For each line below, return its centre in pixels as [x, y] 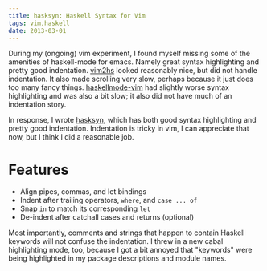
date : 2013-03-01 [37, 30]
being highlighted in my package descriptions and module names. [117, 258]
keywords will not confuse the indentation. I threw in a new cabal [116, 241]
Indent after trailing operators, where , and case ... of [109, 200]
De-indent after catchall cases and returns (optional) [107, 217]
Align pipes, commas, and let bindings [83, 192]
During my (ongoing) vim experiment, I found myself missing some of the [129, 54]
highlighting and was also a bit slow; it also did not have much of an [120, 96]
